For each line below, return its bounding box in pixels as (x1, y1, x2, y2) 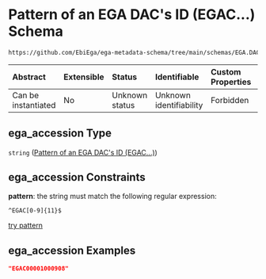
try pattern (8, 220, 44, 231)
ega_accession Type (8, 127, 112, 140)
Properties (211, 76, 252, 87)
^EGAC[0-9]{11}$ (8, 207, 62, 215)
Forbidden (211, 94, 249, 105)
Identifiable (154, 71, 199, 82)
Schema (8, 22, 63, 40)
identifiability (154, 99, 203, 110)
